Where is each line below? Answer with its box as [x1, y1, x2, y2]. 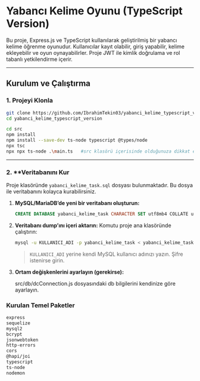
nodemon [6, 370, 26, 376]
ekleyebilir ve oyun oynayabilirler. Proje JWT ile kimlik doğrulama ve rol [6, 49, 180, 56]
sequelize [6, 320, 31, 326]
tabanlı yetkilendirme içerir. [6, 55, 73, 63]
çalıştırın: [14, 228, 37, 235]
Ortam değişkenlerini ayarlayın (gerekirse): [14, 268, 124, 275]
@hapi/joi [6, 354, 31, 360]
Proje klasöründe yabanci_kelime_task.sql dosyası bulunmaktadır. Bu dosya [6, 182, 193, 189]
